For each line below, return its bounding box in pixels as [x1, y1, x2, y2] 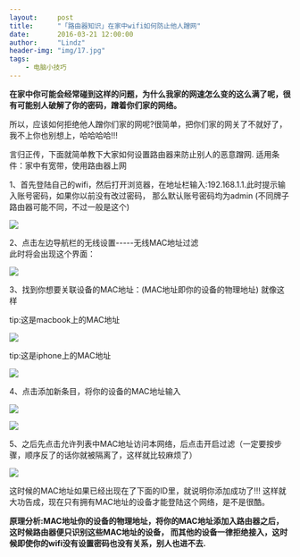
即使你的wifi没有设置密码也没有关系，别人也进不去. [16, 537, 206, 548]
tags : [9, 55, 29, 63]
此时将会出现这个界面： [9, 248, 96, 259]
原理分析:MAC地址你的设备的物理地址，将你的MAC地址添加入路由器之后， [9, 515, 284, 526]
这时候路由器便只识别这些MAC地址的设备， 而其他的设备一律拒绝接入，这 [9, 527, 280, 537]
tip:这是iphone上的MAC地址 [9, 350, 112, 360]
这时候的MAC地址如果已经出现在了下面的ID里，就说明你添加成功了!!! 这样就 [9, 485, 287, 496]
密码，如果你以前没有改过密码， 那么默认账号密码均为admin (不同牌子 [32, 190, 290, 201]
